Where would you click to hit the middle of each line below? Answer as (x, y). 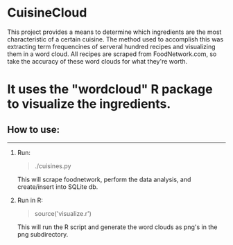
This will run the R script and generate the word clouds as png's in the (117, 227)
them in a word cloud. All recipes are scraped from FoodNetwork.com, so (112, 54)
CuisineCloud (47, 13)
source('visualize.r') (63, 213)
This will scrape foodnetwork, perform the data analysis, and (104, 179)
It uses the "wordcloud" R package (110, 90)
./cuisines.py (53, 166)
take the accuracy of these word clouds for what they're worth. (97, 61)
